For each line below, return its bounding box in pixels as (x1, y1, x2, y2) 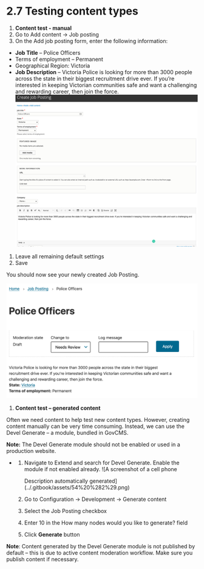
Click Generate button (24, 531, 80, 538)
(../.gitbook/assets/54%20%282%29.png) (24, 483, 130, 491)
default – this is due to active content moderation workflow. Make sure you (6, 549, 193, 556)
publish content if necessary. (6, 555, 79, 563)
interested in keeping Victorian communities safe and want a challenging (15, 81, 197, 89)
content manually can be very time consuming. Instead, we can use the (6, 422, 185, 430)
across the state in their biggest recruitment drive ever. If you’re (15, 75, 175, 82)
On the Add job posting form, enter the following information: (15, 37, 168, 44)
